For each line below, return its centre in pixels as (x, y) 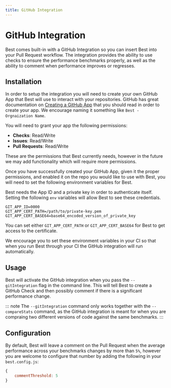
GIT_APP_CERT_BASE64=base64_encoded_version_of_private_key (71, 216)
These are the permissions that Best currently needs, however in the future (84, 156)
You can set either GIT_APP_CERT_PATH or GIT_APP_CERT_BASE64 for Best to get (85, 226)
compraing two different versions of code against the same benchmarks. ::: (84, 317)
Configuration (28, 333)
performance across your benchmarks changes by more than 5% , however (83, 351)
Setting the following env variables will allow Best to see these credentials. (83, 198)
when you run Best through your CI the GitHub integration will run (74, 246)
